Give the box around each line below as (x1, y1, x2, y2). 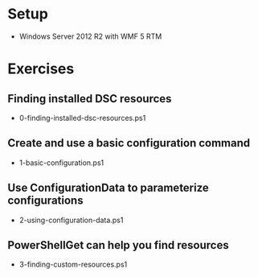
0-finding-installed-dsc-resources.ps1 (18, 113, 146, 122)
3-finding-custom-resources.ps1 (18, 259, 128, 270)
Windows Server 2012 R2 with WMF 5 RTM (18, 31, 162, 41)
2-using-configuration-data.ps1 (18, 215, 124, 225)
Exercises (7, 60, 75, 78)
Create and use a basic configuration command (7, 136, 251, 150)
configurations (7, 194, 84, 208)
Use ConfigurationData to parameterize (7, 181, 210, 195)
